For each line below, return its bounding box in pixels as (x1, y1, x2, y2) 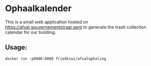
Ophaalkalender (5, 3, 72, 14)
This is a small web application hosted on (5, 19, 88, 25)
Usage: (5, 43, 28, 51)
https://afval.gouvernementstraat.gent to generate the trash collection (5, 24, 147, 30)
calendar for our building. (5, 29, 56, 35)
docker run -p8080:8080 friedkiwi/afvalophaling (5, 56, 106, 61)
